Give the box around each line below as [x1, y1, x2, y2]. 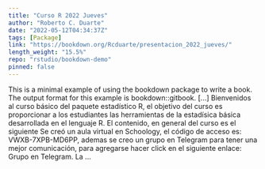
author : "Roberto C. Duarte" [8, 19, 105, 27]
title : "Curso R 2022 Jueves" [8, 11, 109, 20]
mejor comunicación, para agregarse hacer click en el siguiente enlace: [8, 143, 242, 152]
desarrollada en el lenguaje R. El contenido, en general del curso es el [8, 118, 236, 127]
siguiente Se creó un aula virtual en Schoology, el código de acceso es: [8, 126, 242, 136]
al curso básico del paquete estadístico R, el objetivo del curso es [8, 101, 223, 111]
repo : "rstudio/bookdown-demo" [8, 56, 112, 64]
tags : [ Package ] [8, 33, 62, 42]
